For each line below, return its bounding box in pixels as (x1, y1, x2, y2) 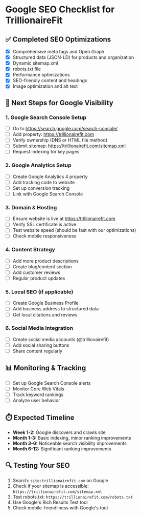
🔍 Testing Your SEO (5, 461, 70, 470)
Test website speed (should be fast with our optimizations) (12, 227, 136, 233)
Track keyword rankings (12, 391, 64, 398)
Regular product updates (12, 275, 65, 282)
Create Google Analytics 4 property (12, 173, 88, 180)
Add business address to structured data (12, 306, 99, 312)
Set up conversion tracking (12, 185, 70, 191)
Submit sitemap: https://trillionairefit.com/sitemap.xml (12, 143, 126, 149)
